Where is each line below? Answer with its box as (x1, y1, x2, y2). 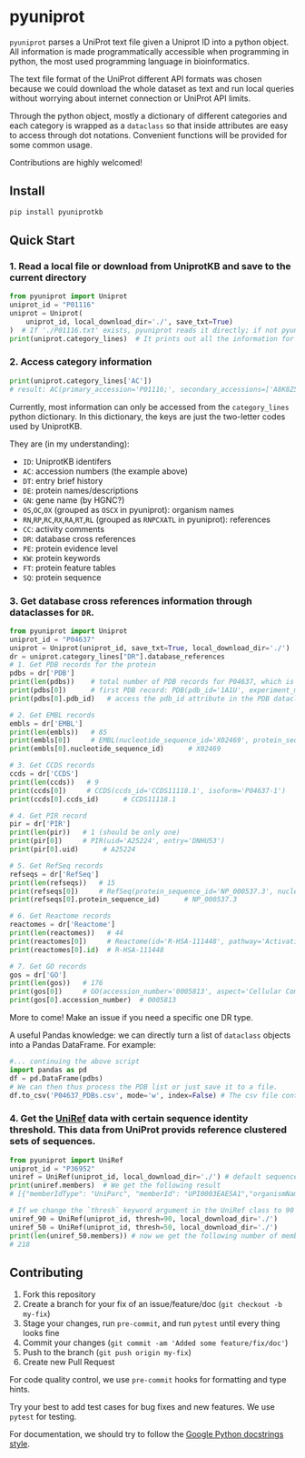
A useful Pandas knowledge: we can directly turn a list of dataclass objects (9, 1030, 291, 1041)
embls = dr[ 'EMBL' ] (9, 719, 84, 729)
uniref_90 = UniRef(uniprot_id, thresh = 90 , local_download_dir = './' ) (9, 1214, 279, 1223)
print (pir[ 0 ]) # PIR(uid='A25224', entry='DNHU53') (9, 837, 225, 846)
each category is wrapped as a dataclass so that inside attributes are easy (9, 120, 289, 131)
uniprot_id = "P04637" (9, 635, 95, 644)
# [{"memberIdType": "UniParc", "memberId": (9, 1190, 181, 1199)
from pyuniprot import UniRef (9, 1155, 124, 1165)
